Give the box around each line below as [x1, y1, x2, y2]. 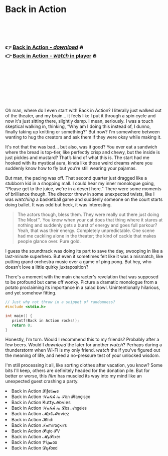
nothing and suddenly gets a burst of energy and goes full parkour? [17, 222, 157, 229]
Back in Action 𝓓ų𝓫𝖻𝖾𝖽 [12, 445, 58, 451]
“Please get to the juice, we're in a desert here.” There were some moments [5, 186, 161, 192]
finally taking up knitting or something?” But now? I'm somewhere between [5, 129, 160, 135]
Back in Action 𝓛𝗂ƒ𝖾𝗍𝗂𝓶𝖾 [12, 388, 59, 394]
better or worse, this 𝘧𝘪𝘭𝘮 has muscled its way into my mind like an [5, 373, 142, 379]
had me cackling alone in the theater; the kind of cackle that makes [17, 233, 156, 239]
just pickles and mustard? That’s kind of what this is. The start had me [5, 155, 149, 161]
